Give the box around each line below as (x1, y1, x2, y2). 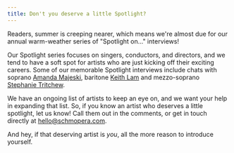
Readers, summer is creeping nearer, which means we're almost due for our (7, 29, 228, 38)
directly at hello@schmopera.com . (7, 117, 107, 125)
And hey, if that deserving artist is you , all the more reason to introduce (7, 130, 214, 138)
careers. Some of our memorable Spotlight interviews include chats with (7, 65, 217, 74)
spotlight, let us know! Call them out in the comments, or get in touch (7, 109, 208, 117)
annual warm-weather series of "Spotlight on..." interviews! (7, 36, 180, 46)
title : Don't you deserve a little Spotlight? (7, 10, 147, 18)
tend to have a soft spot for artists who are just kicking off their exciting (7, 58, 215, 67)
